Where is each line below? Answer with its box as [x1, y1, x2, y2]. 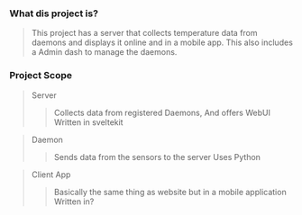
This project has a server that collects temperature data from [31, 28, 259, 39]
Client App [31, 169, 71, 180]
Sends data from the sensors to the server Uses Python [53, 151, 261, 162]
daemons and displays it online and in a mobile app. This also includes [31, 37, 293, 48]
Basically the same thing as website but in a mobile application [53, 186, 287, 197]
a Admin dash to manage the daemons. [31, 47, 178, 58]
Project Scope [9, 69, 72, 82]
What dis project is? [9, 7, 99, 20]
